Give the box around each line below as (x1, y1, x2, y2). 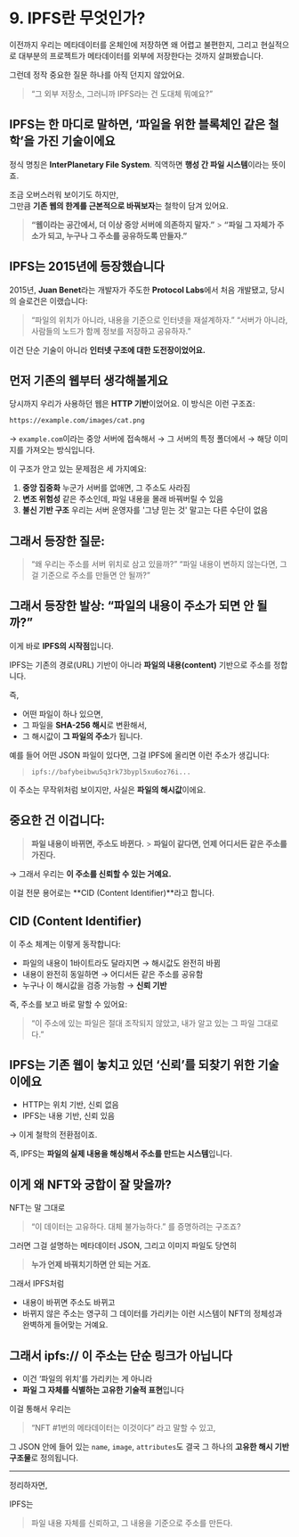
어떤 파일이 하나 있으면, (21, 708, 104, 719)
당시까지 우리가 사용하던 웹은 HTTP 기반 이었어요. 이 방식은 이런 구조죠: (9, 399, 255, 409)
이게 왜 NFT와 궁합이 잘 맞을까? (9, 1177, 172, 1192)
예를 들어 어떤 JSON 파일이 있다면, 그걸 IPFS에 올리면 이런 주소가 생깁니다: (9, 750, 270, 760)
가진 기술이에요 (36, 134, 116, 149)
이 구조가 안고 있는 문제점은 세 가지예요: (9, 464, 147, 474)
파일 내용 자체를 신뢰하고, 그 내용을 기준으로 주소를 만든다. (30, 1517, 233, 1528)
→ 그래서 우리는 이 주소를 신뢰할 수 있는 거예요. (9, 868, 172, 879)
